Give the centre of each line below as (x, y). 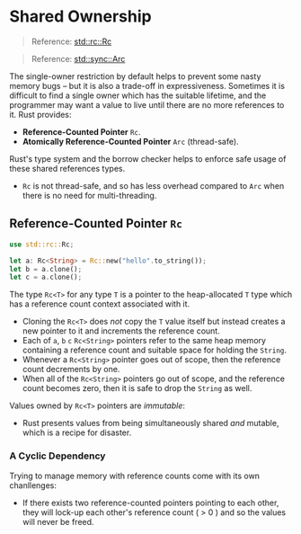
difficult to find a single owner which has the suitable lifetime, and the (138, 95)
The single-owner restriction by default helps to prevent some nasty (135, 76)
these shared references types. (67, 168)
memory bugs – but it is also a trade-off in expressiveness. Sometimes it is (147, 85)
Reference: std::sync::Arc (78, 58)
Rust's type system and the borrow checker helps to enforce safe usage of (148, 158)
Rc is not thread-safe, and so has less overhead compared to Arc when (153, 185)
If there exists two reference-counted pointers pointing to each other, (150, 503)
